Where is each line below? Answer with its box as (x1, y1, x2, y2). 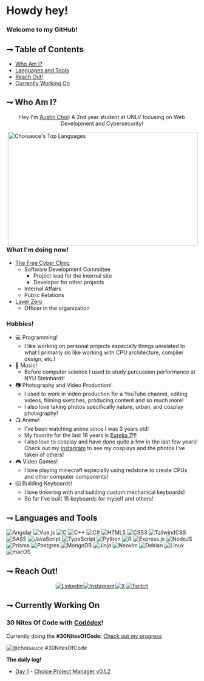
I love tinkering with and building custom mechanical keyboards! (24, 488, 185, 496)
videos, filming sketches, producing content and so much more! (24, 397, 184, 404)
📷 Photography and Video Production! (15, 382, 112, 389)
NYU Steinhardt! (24, 375, 65, 382)
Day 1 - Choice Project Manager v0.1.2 (15, 668, 111, 675)
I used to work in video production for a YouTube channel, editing (24, 390, 188, 398)
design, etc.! (24, 355, 56, 363)
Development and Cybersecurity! (60, 120, 144, 127)
